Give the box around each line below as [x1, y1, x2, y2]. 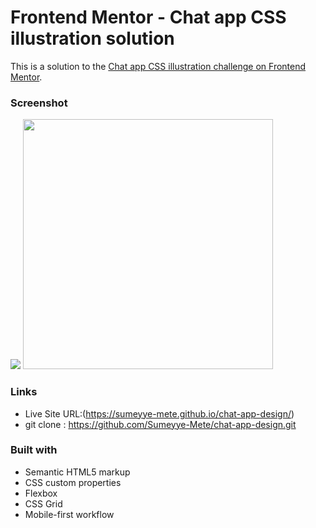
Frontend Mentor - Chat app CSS [10, 6, 287, 29]
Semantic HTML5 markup [24, 466, 131, 478]
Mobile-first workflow [24, 508, 115, 520]
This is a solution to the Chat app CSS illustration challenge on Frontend [10, 60, 307, 72]
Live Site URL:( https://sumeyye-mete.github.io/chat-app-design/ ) [24, 407, 295, 420]
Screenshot [10, 96, 68, 110]
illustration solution [10, 27, 175, 50]
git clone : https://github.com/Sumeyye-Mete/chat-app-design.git [24, 418, 297, 430]
